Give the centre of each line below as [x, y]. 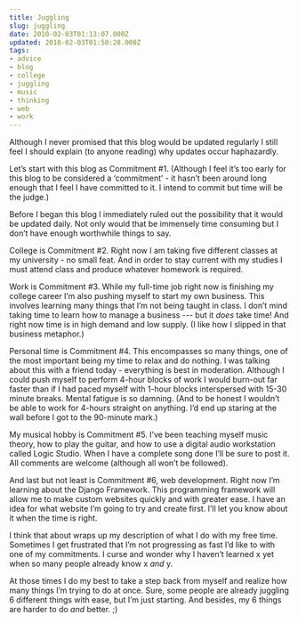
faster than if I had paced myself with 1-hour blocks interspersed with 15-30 [148, 389]
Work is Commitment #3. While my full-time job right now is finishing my [141, 287]
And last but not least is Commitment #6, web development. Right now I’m [145, 481]
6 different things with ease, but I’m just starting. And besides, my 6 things [145, 600]
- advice [25, 59]
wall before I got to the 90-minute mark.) [84, 417]
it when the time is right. [53, 518]
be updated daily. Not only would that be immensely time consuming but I [144, 224]
